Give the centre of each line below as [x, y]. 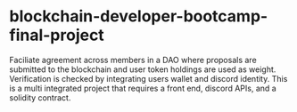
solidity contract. [40, 97]
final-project [57, 35]
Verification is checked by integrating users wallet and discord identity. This [148, 78]
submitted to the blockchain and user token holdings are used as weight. [143, 69]
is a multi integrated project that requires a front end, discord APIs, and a [143, 88]
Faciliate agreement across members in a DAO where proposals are [133, 60]
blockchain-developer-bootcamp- [139, 16]
